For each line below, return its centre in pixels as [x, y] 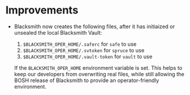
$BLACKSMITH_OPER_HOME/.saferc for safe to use [80, 44]
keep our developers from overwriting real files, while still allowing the [99, 74]
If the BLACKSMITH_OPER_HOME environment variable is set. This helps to [98, 67]
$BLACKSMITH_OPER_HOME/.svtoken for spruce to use [84, 50]
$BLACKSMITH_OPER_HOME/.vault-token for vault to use [88, 56]
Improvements [42, 10]
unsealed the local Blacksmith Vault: [58, 32]
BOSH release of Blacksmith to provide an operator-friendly [86, 80]
